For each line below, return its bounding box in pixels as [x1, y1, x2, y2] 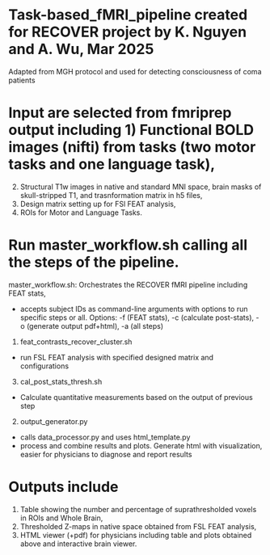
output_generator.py [19, 416, 88, 426]
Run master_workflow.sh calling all [8, 236, 248, 254]
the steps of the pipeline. [8, 253, 179, 271]
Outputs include [8, 478, 119, 496]
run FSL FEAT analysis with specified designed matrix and [19, 352, 214, 362]
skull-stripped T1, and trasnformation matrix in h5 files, [19, 190, 203, 200]
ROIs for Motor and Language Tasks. [19, 208, 143, 217]
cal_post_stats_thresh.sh [19, 376, 103, 386]
